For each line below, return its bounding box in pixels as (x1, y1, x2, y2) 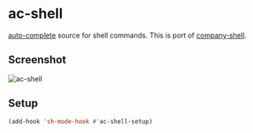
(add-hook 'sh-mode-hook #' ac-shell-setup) (8, 117, 153, 125)
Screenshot (8, 53, 67, 66)
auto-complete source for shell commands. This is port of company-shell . (8, 31, 247, 40)
